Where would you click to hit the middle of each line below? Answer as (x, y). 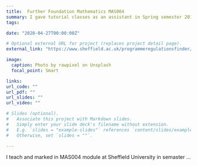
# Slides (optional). (33, 114)
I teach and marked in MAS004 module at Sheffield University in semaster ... (98, 157)
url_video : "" (23, 103)
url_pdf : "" (21, 92)
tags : (13, 22)
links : (14, 81)
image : (14, 60)
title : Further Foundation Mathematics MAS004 (65, 11)
